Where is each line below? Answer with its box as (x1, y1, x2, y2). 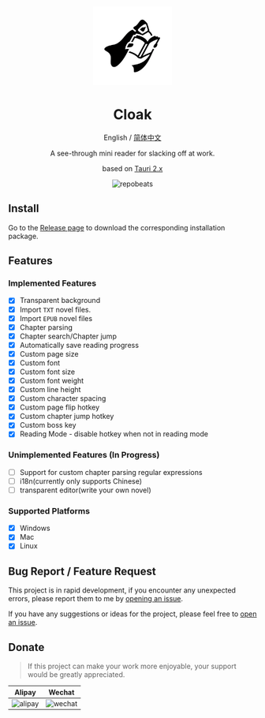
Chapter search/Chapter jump (19, 331, 117, 341)
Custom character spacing (19, 394, 106, 403)
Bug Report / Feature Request (8, 564, 156, 578)
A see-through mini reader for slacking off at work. (50, 148, 215, 158)
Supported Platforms (8, 505, 91, 516)
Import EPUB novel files (19, 313, 93, 323)
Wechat (48, 687, 75, 697)
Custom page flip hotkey (19, 402, 100, 412)
